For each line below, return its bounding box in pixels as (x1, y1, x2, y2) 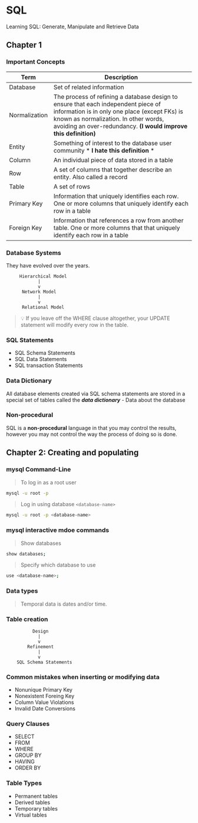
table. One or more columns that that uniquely (53, 223, 180, 232)
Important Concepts (6, 58, 65, 66)
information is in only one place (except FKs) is (53, 107, 184, 115)
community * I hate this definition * (53, 146, 155, 154)
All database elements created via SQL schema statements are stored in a (6, 390, 186, 397)
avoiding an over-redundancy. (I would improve (53, 122, 188, 130)
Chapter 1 (6, 40, 42, 50)
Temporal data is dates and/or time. (20, 600, 107, 607)
